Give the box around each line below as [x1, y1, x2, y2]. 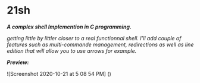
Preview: [7, 59, 29, 66]
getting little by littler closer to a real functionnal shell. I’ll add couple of [7, 34, 182, 41]
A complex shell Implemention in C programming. [7, 23, 132, 30]
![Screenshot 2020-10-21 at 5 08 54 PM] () [7, 70, 112, 77]
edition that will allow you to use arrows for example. [7, 47, 137, 54]
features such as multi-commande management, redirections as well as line [7, 41, 194, 48]
